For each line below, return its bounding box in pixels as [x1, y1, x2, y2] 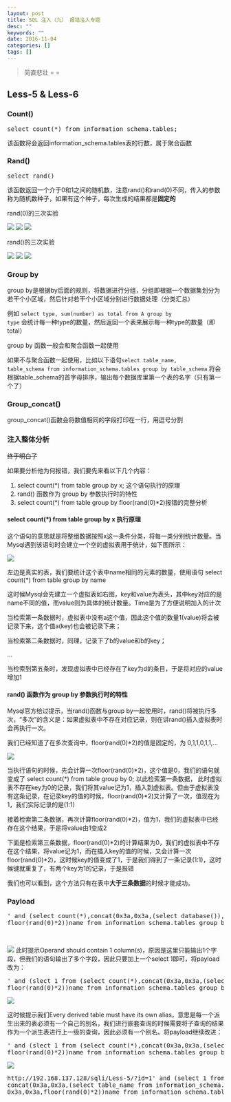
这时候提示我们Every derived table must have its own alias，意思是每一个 [7, 1010, 214, 1019]
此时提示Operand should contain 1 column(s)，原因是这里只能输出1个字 [15, 946, 217, 955]
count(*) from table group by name [7, 576, 107, 584]
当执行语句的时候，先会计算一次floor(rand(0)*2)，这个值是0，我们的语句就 [7, 766, 220, 775]
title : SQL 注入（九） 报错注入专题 [7, 17, 101, 23]
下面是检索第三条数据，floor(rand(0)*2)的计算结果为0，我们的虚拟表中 [7, 838, 208, 847]
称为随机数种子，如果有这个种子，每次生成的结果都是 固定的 [7, 194, 176, 202]
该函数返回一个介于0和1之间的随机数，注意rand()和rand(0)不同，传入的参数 [7, 185, 221, 194]
